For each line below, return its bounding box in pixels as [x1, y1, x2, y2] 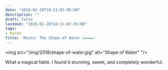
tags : [5, 26, 17, 31]
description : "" [5, 12, 40, 17]
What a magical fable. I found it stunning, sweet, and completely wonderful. [5, 59, 163, 65]
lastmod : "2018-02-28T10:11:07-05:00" [5, 21, 87, 27]
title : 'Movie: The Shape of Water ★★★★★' [5, 36, 96, 41]
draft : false [5, 17, 33, 22]
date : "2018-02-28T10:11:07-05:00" [5, 7, 81, 13]
